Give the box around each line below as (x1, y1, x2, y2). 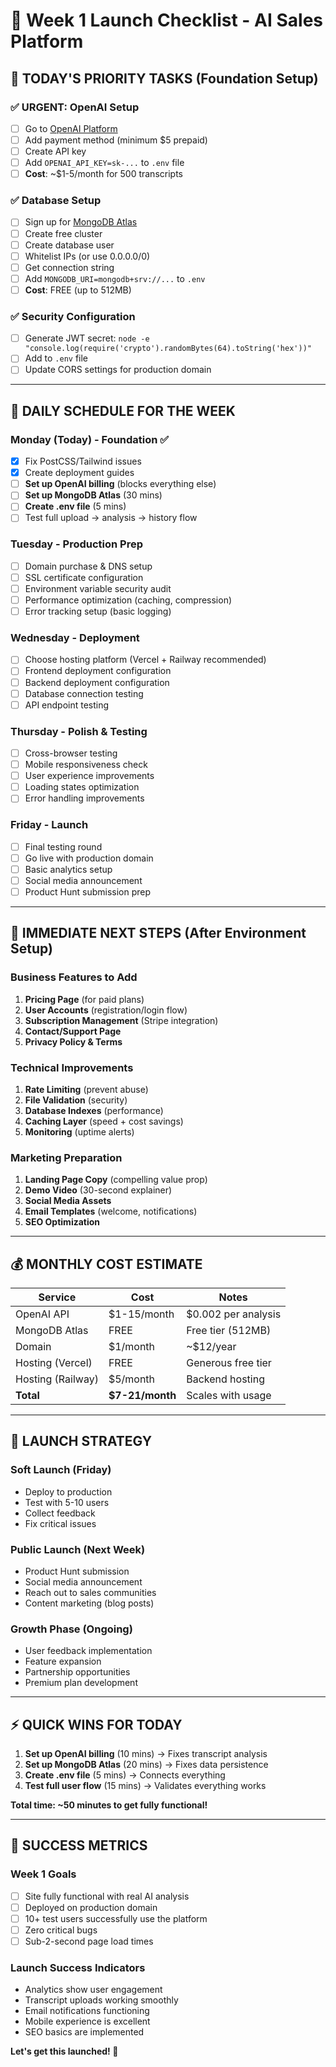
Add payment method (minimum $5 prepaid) (24, 134, 208, 146)
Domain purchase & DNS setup (24, 560, 153, 572)
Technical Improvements (10, 1060, 134, 1074)
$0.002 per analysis (186, 1307, 282, 1321)
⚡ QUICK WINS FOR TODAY (10, 1716, 183, 1733)
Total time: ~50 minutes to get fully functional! (10, 1799, 208, 1811)
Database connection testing (24, 687, 144, 699)
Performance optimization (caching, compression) (24, 594, 233, 606)
